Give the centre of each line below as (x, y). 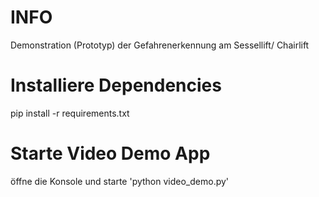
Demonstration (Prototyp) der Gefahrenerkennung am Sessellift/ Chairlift (160, 45)
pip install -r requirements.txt (70, 113)
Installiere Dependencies (116, 85)
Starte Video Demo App (110, 153)
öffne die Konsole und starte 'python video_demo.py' (120, 181)
